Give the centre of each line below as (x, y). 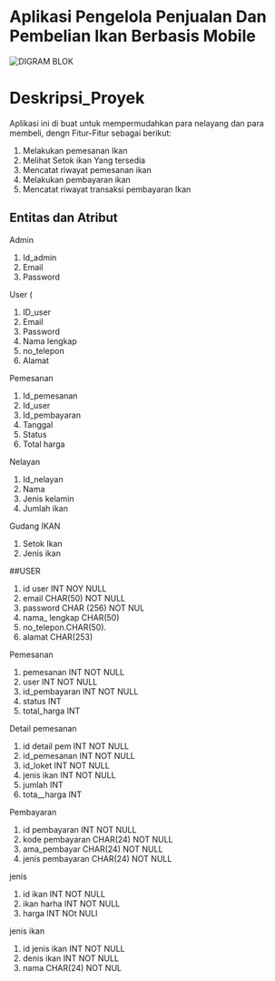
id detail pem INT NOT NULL (76, 746)
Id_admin (39, 258)
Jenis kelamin (48, 499)
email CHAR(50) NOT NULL (74, 598)
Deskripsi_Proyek (77, 98)
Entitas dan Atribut (64, 218)
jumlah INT (43, 784)
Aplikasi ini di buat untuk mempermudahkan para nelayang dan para (137, 123)
